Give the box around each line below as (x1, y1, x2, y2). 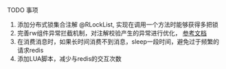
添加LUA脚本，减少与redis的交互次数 (16, 55, 122, 63)
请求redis (16, 46, 44, 54)
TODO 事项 (7, 6, 39, 14)
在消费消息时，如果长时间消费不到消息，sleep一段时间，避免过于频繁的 (16, 38, 220, 46)
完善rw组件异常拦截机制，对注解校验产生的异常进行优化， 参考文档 (16, 29, 207, 37)
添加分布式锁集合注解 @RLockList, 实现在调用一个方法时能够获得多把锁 (16, 20, 218, 29)
